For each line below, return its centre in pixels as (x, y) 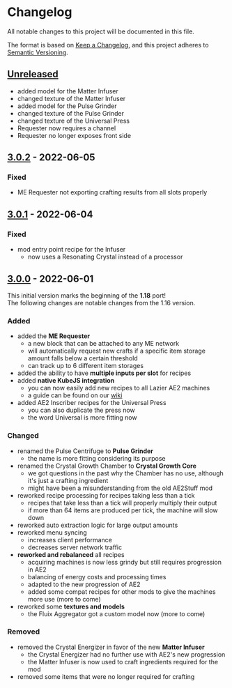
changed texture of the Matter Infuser (71, 98)
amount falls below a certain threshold (83, 358)
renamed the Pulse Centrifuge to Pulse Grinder (85, 451)
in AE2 (37, 569)
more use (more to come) (64, 599)
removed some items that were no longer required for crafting (106, 676)
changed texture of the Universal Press (74, 121)
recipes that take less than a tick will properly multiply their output (122, 503)
